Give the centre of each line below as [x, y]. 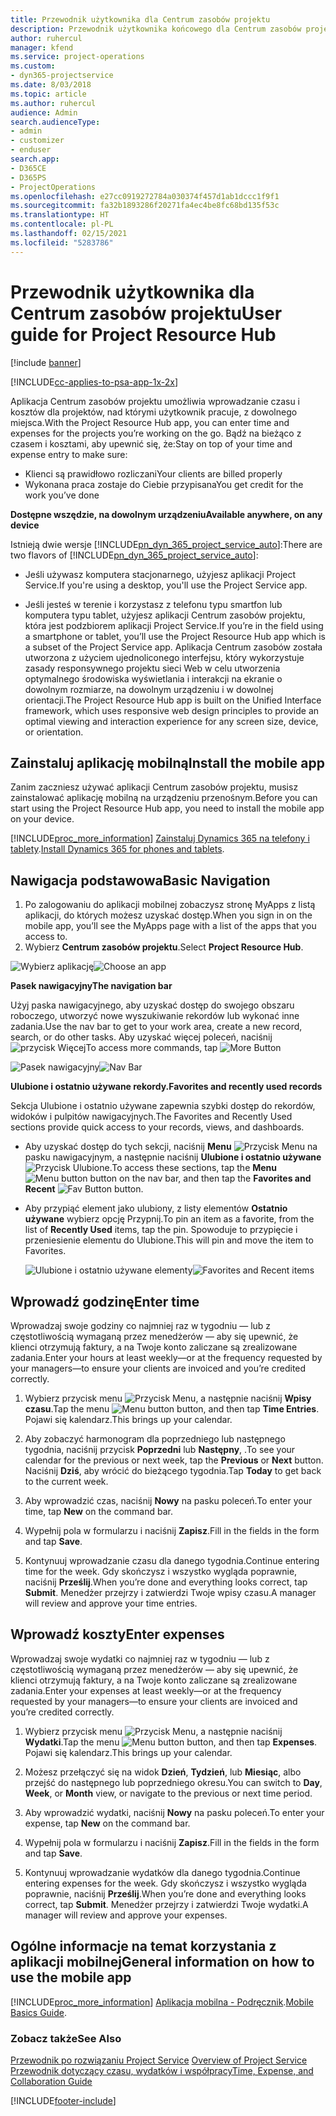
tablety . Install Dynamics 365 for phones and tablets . [117, 849]
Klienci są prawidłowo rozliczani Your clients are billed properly [153, 473]
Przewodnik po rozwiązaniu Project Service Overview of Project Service [159, 2060]
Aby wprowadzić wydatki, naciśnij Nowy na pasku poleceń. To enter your [174, 1812]
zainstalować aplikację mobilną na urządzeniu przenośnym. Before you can [164, 798]
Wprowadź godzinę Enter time [105, 1301]
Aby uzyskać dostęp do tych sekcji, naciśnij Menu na [171, 1147]
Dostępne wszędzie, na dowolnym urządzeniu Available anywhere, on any [166, 514]
